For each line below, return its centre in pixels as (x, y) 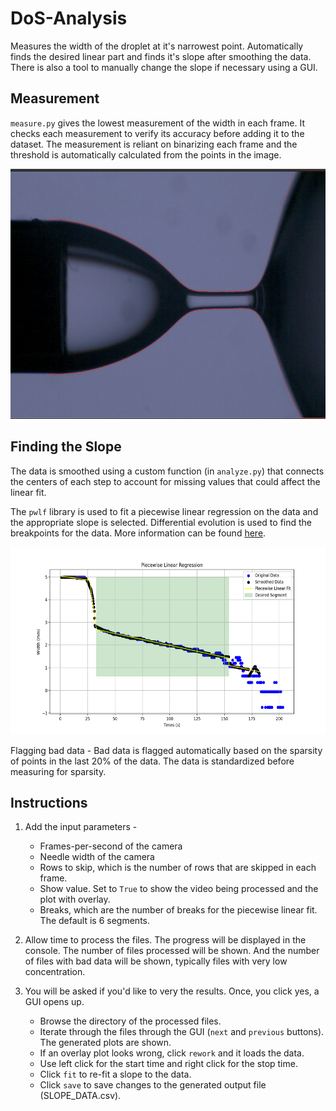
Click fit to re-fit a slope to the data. (115, 1074)
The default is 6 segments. (94, 921)
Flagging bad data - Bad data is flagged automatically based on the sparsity (166, 750)
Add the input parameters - (81, 827)
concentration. (55, 972)
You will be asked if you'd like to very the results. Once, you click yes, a (172, 991)
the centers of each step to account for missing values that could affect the (165, 481)
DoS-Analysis (69, 18)
